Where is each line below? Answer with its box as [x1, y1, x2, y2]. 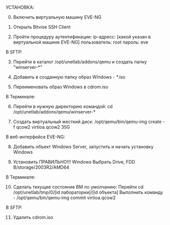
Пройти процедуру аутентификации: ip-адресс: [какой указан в [13, 34, 151, 40]
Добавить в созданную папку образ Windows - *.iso [13, 74, 125, 80]
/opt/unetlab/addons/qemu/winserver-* [13, 109, 96, 115]
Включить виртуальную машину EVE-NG [13, 14, 102, 20]
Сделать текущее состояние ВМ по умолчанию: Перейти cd [13, 184, 144, 190]
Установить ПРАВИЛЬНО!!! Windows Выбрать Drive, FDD [13, 159, 136, 165]
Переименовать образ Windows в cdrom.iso [13, 84, 108, 90]
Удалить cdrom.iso [13, 214, 54, 220]
